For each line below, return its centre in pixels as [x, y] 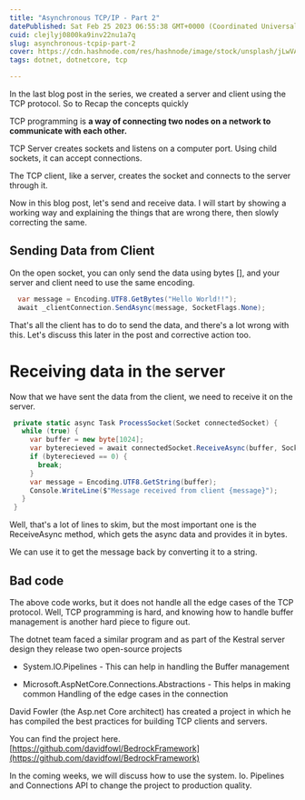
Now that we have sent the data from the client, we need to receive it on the [151, 396]
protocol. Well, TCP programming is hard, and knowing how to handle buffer [152, 612]
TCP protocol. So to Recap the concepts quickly [99, 104]
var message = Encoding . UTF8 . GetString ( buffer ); [123, 482]
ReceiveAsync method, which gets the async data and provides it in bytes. [148, 535]
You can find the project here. [65, 738]
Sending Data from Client [82, 251]
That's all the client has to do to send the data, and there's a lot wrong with [149, 325]
